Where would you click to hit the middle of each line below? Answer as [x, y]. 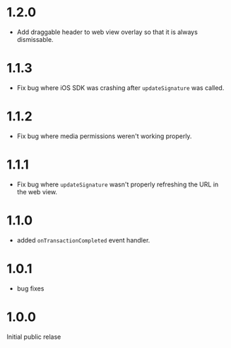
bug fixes [30, 288]
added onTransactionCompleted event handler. [83, 240]
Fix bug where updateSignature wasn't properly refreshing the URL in [118, 184]
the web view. [37, 191]
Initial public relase [34, 337]
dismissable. [35, 39]
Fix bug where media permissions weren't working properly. [104, 136]
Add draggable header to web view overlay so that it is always [107, 32]
